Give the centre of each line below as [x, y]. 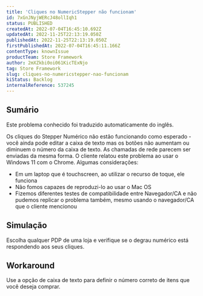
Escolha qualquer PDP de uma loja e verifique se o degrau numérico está [98, 240]
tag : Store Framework [34, 68]
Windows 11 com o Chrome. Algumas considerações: [72, 162]
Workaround [31, 266]
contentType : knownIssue [38, 52]
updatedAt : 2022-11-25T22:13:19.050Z [54, 35]
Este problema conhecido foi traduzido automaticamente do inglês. [90, 125]
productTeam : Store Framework [45, 57]
